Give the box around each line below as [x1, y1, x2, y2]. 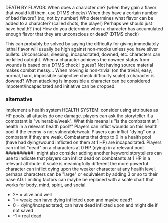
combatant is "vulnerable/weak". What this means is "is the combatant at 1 [5, 118, 159, 124]
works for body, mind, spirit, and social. [5, 182, 87, 188]
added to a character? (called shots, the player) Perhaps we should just [5, 20, 153, 26]
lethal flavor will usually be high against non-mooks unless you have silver [5, 46, 158, 52]
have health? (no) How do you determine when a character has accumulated [5, 26, 163, 32]
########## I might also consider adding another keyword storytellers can [5, 150, 162, 156]
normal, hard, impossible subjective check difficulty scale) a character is [5, 73, 155, 78]
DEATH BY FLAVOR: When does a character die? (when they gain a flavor [5, 5, 157, 10]
